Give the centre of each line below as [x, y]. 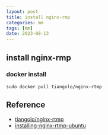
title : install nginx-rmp [38, 17]
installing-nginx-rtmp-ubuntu [50, 126]
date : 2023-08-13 [28, 34]
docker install [26, 75]
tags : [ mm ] [20, 28]
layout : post [22, 12]
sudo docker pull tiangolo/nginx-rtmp [54, 86]
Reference [26, 105]
